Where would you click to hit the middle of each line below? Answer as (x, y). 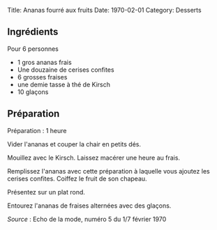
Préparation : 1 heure (37, 130)
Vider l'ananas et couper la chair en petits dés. (74, 144)
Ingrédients (33, 32)
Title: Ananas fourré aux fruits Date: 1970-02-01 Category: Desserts (104, 10)
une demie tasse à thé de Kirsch (63, 84)
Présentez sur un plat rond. (46, 192)
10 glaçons (33, 92)
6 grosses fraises (42, 77)
